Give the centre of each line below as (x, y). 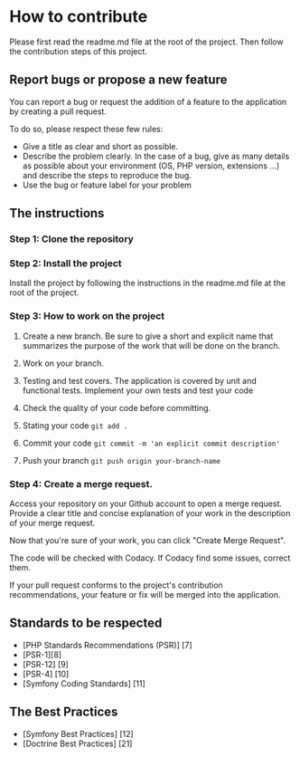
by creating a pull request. (58, 111)
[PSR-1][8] (42, 655)
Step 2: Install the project (66, 263)
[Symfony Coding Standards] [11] (84, 683)
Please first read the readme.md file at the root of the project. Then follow (146, 42)
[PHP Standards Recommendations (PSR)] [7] (107, 645)
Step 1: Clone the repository (71, 239)
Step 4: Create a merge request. (81, 484)
